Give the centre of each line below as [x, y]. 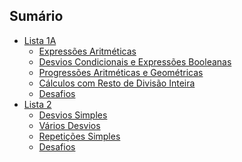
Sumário [36, 16]
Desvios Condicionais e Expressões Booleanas [135, 61]
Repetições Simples [79, 136]
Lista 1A [40, 40]
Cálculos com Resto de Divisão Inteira [117, 83]
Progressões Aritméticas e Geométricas [121, 72]
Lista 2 [37, 104]
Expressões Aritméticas [87, 51]
